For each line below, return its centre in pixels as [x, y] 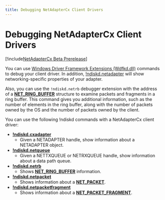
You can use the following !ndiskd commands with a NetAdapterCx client [80, 119]
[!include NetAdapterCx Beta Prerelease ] [46, 59]
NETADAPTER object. [41, 145]
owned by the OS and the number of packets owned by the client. [73, 109]
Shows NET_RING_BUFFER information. [60, 171]
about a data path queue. [45, 161]
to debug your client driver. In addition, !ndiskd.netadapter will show [75, 74]
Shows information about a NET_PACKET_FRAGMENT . [76, 193]
